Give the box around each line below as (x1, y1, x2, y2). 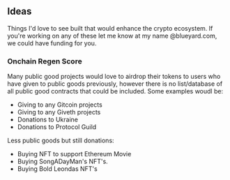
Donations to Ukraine (17, 115, 79, 124)
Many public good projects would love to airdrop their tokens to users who (7, 73, 221, 81)
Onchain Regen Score (7, 56, 82, 66)
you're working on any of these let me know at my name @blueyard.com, (7, 31, 217, 40)
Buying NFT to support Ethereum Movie (17, 150, 132, 158)
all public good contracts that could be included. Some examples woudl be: (7, 87, 224, 96)
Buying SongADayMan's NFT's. (17, 157, 108, 166)
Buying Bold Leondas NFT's (17, 165, 98, 173)
